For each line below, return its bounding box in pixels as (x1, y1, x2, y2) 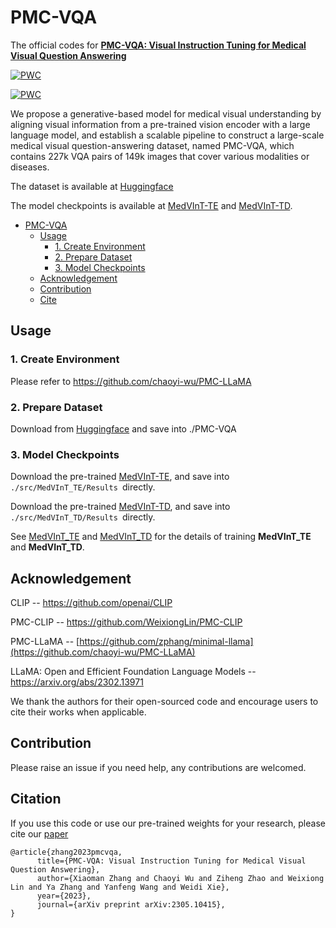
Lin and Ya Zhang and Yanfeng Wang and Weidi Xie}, (10, 882, 230, 892)
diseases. (10, 161, 50, 173)
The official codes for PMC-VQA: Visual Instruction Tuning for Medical (10, 39, 307, 51)
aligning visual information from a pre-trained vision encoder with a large (10, 118, 311, 130)
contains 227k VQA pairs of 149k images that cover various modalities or (10, 150, 310, 162)
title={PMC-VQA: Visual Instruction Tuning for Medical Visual (36, 856, 307, 866)
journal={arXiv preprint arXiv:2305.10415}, (36, 899, 226, 910)
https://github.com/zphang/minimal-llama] (79, 636, 254, 648)
